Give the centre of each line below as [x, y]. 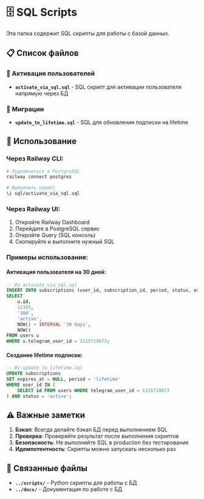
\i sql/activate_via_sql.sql [43, 194]
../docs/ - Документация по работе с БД [69, 489]
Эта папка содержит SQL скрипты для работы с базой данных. [88, 33]
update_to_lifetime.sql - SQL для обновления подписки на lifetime [101, 122]
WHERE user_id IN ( [31, 385]
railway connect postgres [39, 177]
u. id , [24, 302]
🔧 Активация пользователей [51, 74]
